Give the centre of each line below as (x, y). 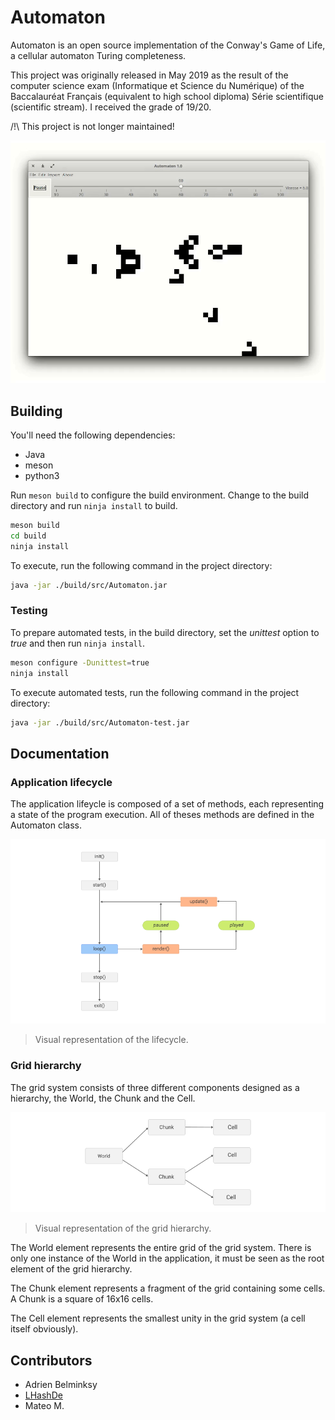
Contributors (51, 1360)
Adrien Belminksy (61, 1384)
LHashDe (43, 1395)
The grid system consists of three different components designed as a (155, 1087)
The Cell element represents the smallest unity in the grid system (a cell (158, 1318)
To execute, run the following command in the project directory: (141, 565)
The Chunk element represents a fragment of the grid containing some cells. (168, 1288)
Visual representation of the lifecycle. (111, 1040)
